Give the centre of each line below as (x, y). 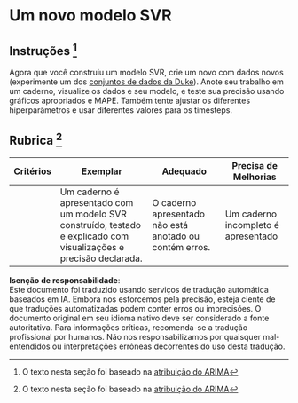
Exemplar (102, 171)
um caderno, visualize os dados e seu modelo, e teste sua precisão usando (147, 91)
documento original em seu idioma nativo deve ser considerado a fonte (139, 318)
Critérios (32, 171)
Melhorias (255, 177)
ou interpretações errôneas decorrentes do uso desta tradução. (169, 346)
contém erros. (181, 247)
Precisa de (255, 165)
